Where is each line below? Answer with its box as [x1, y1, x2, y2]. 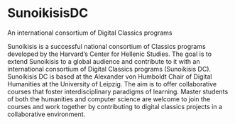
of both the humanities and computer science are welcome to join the [7, 94, 211, 103]
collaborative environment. [7, 110, 86, 118]
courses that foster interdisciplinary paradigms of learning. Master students [7, 87, 229, 96]
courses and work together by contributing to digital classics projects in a [7, 102, 222, 111]
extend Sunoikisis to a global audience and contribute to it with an [7, 57, 200, 65]
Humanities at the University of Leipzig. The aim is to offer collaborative [7, 79, 217, 88]
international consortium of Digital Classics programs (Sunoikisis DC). [7, 64, 212, 73]
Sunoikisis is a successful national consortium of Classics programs [7, 42, 206, 50]
